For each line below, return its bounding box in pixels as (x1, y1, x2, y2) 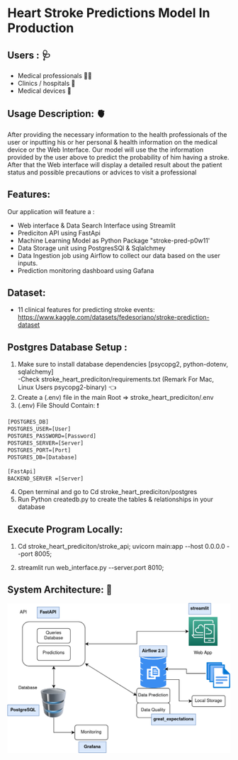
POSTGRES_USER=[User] (7, 425, 72, 433)
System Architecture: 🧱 (7, 583, 113, 596)
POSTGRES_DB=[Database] (7, 454, 78, 462)
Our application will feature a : (7, 207, 95, 216)
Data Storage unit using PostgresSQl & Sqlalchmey (17, 243, 166, 252)
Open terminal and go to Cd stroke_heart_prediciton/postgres (17, 488, 198, 496)
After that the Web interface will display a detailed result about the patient (7, 160, 222, 169)
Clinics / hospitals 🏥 (17, 79, 76, 87)
